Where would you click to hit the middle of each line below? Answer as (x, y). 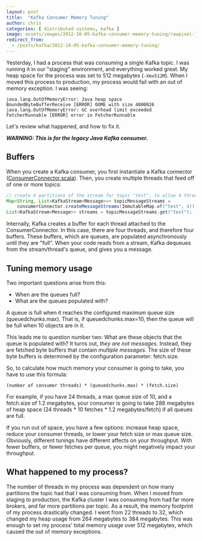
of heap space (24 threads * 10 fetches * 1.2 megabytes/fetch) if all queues (99, 410)
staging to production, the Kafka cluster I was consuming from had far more (100, 499)
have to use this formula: (37, 374)
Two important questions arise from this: (57, 283)
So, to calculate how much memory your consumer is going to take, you (95, 368)
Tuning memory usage (49, 268)
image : (14, 34)
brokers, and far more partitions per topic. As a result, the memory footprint (100, 506)
